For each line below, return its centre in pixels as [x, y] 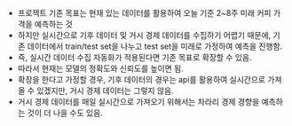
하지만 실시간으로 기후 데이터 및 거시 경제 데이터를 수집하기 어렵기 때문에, [144, 35]
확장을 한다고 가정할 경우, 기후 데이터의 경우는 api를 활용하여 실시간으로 [142, 79]
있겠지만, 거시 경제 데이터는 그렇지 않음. [106, 91]
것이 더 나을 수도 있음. [65, 113]
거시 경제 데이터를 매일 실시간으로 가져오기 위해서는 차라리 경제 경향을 [138, 102]
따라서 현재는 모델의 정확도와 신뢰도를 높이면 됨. [100, 68]
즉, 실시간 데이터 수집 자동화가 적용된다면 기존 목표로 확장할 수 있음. [134, 57]
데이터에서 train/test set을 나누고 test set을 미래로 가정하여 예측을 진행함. [155, 46]
